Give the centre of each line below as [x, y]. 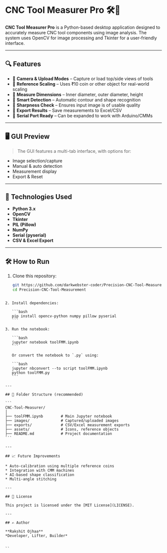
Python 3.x [24, 209]
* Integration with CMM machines [40, 470]
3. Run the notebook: [28, 329]
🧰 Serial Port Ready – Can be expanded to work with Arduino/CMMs [83, 115]
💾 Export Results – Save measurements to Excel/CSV [67, 110]
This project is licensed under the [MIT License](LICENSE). [70, 505]
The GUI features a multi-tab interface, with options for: [74, 151]
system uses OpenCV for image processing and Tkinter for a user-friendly [81, 38]
